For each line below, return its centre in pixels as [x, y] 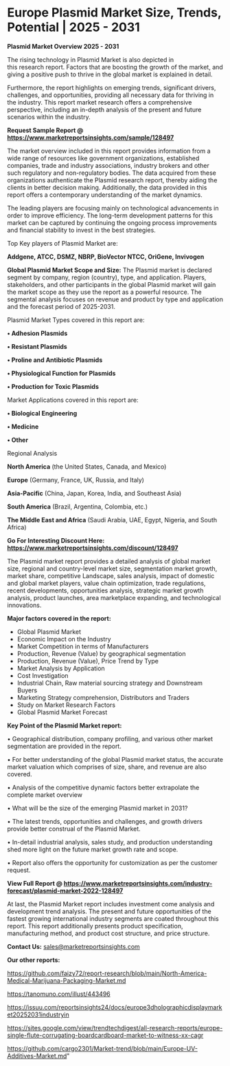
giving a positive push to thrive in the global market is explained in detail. [110, 74]
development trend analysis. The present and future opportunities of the [109, 911]
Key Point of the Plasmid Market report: [65, 725]
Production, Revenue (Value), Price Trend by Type [88, 661]
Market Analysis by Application [61, 668]
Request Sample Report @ [45, 130]
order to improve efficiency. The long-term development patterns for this [110, 215]
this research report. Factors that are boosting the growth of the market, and [115, 67]
